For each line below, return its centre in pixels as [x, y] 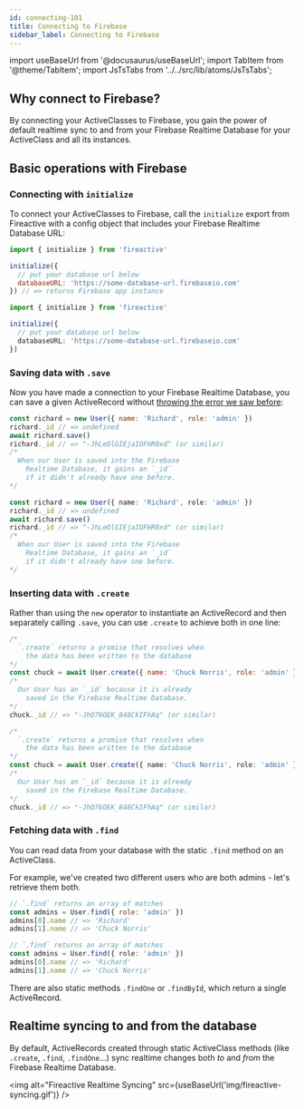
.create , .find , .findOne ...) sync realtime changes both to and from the [142, 1057]
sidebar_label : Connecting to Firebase [85, 34]
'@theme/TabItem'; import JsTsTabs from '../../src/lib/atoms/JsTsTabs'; [141, 70]
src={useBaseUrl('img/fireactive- [220, 1085]
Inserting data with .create [69, 593]
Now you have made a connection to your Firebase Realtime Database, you [150, 392]
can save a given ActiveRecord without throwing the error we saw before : [146, 402]
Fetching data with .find [64, 831]
